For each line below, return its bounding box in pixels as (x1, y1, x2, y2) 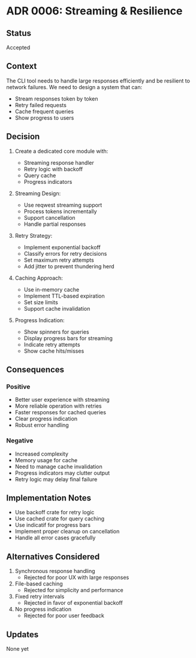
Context (6, 61, 37, 71)
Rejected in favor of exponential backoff (23, 599, 123, 607)
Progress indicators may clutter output (14, 469, 110, 477)
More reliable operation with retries (14, 402, 102, 410)
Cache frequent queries (14, 108, 74, 115)
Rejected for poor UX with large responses (23, 574, 129, 581)
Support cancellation (23, 214, 76, 221)
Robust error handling (14, 422, 69, 429)
